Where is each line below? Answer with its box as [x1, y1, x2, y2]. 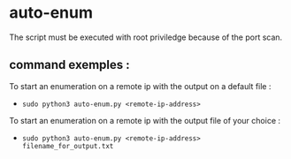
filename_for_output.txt [21, 141, 114, 150]
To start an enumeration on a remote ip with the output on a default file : [9, 80, 272, 91]
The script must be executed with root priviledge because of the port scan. [9, 32, 283, 42]
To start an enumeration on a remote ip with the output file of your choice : [9, 115, 281, 125]
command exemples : [9, 57, 130, 72]
